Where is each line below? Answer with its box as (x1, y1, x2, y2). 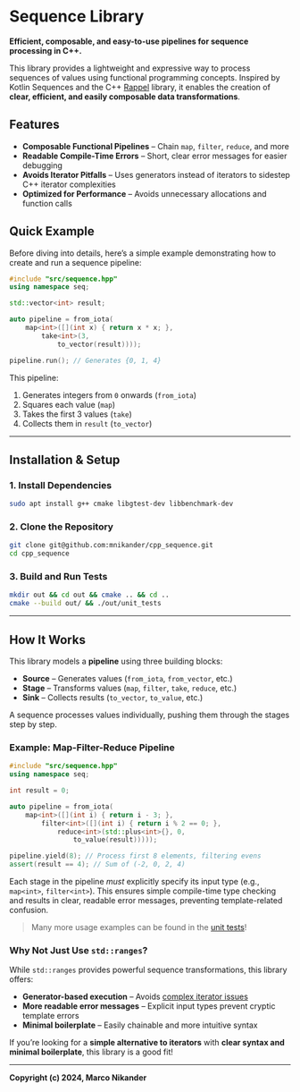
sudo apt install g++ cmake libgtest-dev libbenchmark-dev (9, 499, 234, 509)
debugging (21, 159, 62, 171)
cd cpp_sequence (9, 549, 70, 558)
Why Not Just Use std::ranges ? (9, 944, 148, 956)
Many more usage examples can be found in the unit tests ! (30, 922, 247, 933)
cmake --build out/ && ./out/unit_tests (9, 599, 162, 608)
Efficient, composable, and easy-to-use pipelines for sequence (9, 36, 249, 47)
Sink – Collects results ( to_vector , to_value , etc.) (21, 692, 204, 703)
